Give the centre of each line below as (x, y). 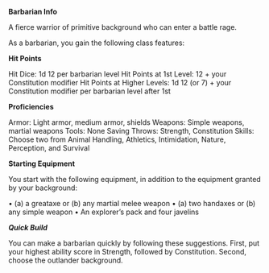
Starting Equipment (41, 163)
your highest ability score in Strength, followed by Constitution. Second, (128, 252)
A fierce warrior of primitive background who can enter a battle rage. (123, 27)
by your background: (43, 188)
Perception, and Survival (49, 148)
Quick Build (28, 227)
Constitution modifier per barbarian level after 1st (90, 91)
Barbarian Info (33, 12)
